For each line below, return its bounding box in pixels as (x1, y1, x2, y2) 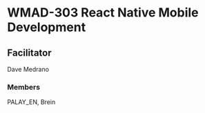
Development (7, 19, 86, 35)
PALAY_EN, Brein (7, 98, 56, 106)
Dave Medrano (7, 65, 50, 73)
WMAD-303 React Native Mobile (7, 5, 199, 21)
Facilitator (7, 47, 52, 59)
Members (7, 82, 40, 92)
